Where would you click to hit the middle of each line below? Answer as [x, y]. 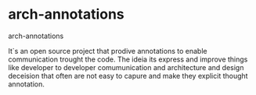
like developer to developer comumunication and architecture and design [126, 67]
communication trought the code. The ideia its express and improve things [128, 59]
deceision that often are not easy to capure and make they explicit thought [128, 76]
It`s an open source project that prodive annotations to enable [108, 51]
